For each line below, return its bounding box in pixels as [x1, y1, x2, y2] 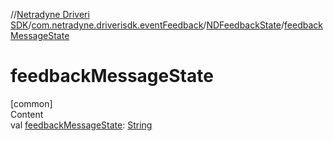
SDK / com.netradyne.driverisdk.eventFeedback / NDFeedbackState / [10, 19, 285, 31]
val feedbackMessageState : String [10, 119, 153, 131]
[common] [10, 97, 53, 109]
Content [10, 108, 44, 120]
